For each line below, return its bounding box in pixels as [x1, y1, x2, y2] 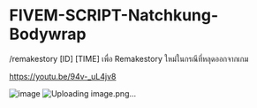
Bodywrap [9, 24, 87, 44]
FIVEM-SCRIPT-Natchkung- [9, 5, 219, 26]
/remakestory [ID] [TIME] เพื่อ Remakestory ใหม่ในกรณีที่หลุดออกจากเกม [9, 53, 249, 64]
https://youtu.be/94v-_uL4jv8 [9, 71, 117, 81]
